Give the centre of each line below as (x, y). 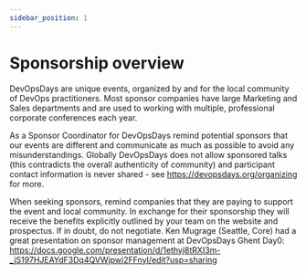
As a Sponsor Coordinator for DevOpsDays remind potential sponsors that (148, 135)
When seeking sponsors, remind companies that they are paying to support (152, 201)
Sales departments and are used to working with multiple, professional (142, 108)
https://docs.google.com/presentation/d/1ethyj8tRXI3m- (115, 250)
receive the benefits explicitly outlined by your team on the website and (144, 221)
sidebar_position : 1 (49, 18)
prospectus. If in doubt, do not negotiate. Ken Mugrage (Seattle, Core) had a (153, 230)
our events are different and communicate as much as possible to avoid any (152, 145)
